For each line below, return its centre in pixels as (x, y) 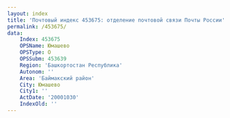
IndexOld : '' (39, 104)
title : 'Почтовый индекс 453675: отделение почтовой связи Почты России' (116, 20)
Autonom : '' (37, 71)
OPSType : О (35, 53)
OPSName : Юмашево (45, 46)
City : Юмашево (40, 85)
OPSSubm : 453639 (43, 59)
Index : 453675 (40, 40)
